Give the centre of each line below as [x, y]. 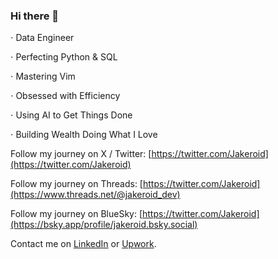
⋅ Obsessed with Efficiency [65, 96]
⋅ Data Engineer [42, 38]
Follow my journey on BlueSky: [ [76, 214]
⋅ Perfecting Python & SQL [64, 57]
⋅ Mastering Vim [43, 76]
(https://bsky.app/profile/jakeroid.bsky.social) [104, 225]
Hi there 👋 [35, 16]
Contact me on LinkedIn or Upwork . [83, 244]
